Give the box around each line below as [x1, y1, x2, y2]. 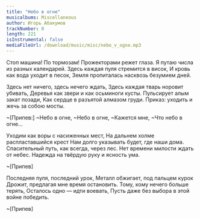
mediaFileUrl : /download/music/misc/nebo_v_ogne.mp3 [6, 43, 142, 49]
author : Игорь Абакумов [6, 20, 66, 26]
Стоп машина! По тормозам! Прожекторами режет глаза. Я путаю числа [6, 58, 194, 66]
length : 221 [6, 31, 36, 37]
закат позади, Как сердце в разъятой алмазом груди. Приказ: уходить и [6, 95, 193, 103]
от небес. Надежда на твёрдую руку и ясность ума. [6, 151, 140, 158]
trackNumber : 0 [6, 25, 45, 32]
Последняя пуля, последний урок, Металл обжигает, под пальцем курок [6, 174, 194, 181]
